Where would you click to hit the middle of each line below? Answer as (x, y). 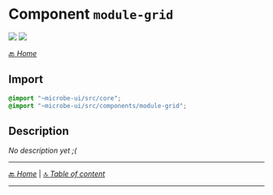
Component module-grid (91, 14)
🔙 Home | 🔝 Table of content (57, 174)
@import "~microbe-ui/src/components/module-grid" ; (97, 106)
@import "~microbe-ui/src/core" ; (65, 98)
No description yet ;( (43, 150)
